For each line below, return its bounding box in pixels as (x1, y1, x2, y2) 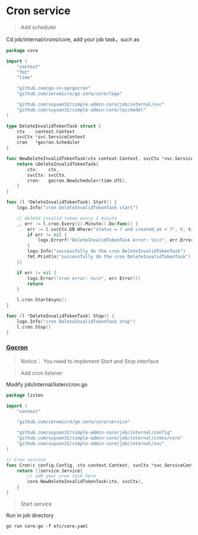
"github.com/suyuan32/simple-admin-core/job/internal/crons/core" (16, 435, 183, 441)
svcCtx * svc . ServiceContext (16, 134, 85, 140)
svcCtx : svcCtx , (27, 172, 67, 178)
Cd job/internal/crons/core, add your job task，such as (6, 35, 140, 42)
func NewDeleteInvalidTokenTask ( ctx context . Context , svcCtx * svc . (6, 156, 176, 162)
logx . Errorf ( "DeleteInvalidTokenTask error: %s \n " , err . (37, 237, 181, 243)
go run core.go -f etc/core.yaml (6, 523, 88, 529)
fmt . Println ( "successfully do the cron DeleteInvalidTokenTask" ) (27, 254, 192, 260)
